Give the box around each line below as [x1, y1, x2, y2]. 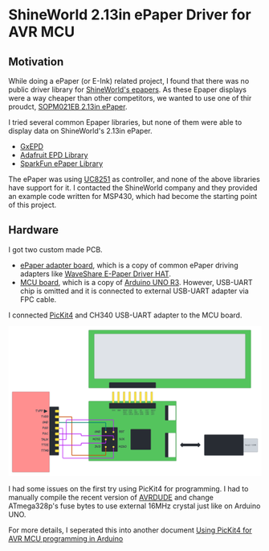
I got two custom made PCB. [8, 244, 103, 255]
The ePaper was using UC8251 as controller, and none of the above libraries [8, 175, 261, 184]
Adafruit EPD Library [19, 151, 88, 159]
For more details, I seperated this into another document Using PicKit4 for [8, 525, 253, 535]
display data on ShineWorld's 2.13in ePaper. [8, 126, 153, 135]
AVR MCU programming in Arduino [8, 534, 124, 544]
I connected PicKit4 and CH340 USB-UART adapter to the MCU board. [8, 310, 243, 320]
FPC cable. [19, 294, 57, 304]
